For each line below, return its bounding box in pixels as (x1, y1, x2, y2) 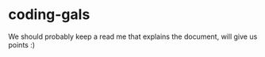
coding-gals (8, 6, 90, 24)
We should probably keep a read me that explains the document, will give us (8, 32, 258, 41)
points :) (8, 40, 36, 49)
